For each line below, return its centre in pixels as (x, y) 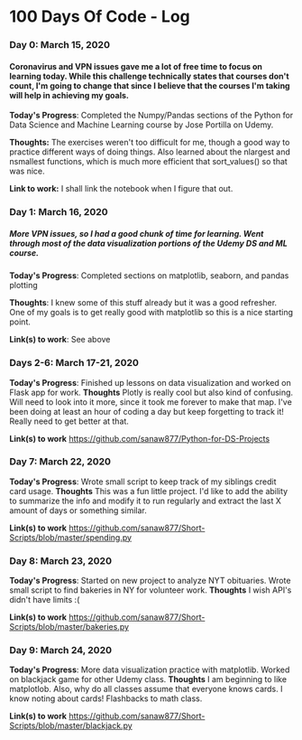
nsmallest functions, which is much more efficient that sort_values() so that (149, 162)
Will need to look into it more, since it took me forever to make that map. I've (151, 402)
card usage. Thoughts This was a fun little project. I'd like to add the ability (149, 491)
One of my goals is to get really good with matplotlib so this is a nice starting (151, 313)
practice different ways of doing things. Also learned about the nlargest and (150, 152)
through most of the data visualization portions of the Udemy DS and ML (149, 243)
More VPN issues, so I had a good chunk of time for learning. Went (137, 233)
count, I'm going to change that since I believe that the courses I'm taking (150, 85)
